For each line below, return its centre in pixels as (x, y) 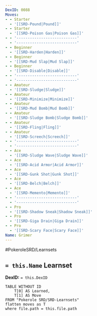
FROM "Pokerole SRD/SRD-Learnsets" (42, 300)
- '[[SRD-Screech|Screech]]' (40, 137)
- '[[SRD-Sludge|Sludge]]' (38, 90)
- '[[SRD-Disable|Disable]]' (40, 71)
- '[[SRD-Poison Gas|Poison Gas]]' (47, 33)
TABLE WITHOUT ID (23, 287)
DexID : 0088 (17, 10)
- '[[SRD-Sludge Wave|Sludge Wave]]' (49, 155)
